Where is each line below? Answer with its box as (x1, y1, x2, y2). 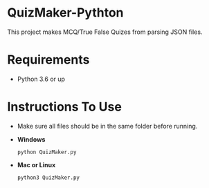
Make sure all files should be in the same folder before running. (17, 122, 198, 130)
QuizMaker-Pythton (7, 5, 124, 21)
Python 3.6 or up (17, 75, 66, 83)
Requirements (7, 52, 90, 68)
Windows (17, 135, 46, 143)
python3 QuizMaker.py (17, 174, 80, 181)
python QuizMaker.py (17, 149, 77, 156)
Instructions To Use (7, 99, 122, 115)
